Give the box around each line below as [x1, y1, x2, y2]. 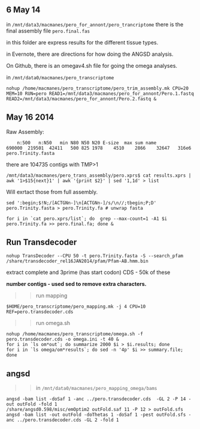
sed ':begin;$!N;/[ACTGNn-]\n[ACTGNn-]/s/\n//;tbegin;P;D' [6, 199, 157, 206]
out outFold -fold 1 [6, 401, 58, 407]
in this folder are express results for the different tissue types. [6, 38, 159, 46]
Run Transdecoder [6, 237, 77, 248]
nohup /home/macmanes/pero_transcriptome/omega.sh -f [6, 331, 144, 337]
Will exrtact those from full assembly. [6, 188, 98, 195]
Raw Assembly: [6, 128, 44, 135]
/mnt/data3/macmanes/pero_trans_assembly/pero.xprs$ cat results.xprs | [6, 172, 192, 178]
